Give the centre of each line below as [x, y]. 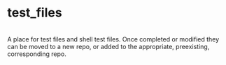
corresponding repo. [37, 54]
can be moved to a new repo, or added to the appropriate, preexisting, [108, 46]
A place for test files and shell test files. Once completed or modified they [113, 39]
